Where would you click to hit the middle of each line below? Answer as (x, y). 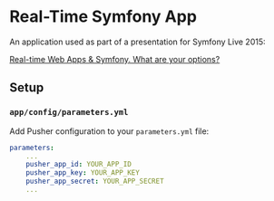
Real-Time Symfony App (103, 17)
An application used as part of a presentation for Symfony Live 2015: (137, 42)
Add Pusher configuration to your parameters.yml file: (109, 131)
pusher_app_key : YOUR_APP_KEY (83, 173)
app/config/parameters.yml (69, 112)
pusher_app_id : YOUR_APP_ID (78, 165)
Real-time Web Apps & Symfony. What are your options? (115, 59)
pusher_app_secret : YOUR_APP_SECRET (95, 182)
